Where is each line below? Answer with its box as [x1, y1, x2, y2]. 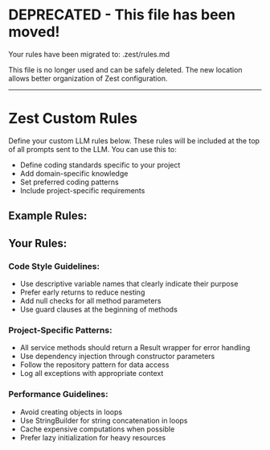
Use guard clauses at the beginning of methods [19, 304, 178, 314]
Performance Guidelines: [8, 389, 108, 400]
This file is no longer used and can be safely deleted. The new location [8, 64, 243, 74]
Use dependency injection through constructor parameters [19, 352, 215, 361]
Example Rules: [8, 209, 88, 223]
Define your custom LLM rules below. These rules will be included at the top [8, 135, 260, 146]
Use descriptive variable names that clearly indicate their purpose [19, 279, 239, 288]
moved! [8, 23, 60, 41]
